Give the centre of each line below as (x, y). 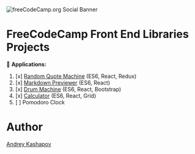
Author (25, 127)
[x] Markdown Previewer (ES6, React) (63, 82)
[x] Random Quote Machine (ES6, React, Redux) (76, 76)
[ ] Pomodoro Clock (40, 102)
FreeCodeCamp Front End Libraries (97, 34)
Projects (28, 48)
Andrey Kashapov (29, 144)
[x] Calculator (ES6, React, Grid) (55, 96)
